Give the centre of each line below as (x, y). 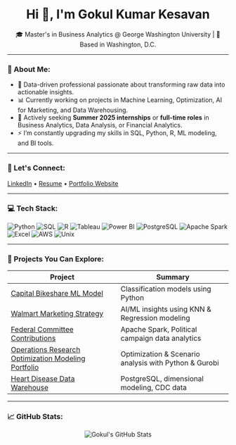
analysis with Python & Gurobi (170, 363)
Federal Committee (42, 330)
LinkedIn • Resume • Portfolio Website (63, 183)
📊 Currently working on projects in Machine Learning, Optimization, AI (120, 100)
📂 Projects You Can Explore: (55, 258)
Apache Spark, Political (159, 330)
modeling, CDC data (154, 388)
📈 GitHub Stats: (35, 417)
